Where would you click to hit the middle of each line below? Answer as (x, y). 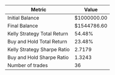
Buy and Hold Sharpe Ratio (38, 57)
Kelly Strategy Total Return (38, 34)
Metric (39, 9)
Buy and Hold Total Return (37, 42)
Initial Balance (24, 18)
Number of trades (28, 65)
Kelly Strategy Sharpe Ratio (39, 49)
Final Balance (23, 26)
